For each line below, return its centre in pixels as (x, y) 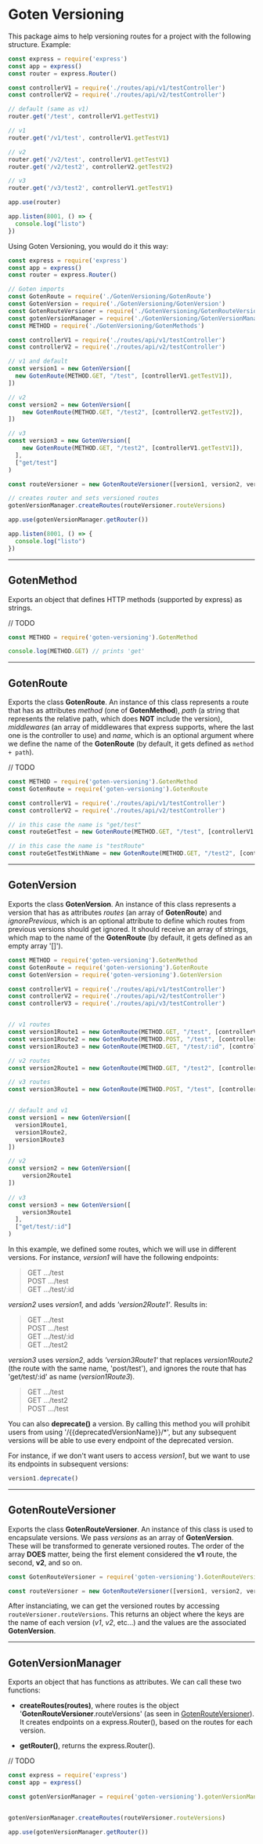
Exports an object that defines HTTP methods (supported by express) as (125, 599)
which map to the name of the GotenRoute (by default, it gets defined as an (130, 937)
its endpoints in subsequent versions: (68, 1464)
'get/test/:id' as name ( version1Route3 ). (72, 1377)
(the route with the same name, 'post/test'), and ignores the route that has (127, 1368)
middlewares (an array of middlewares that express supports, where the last (131, 727)
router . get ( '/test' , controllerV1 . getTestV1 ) (83, 117)
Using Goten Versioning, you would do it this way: (88, 246)
